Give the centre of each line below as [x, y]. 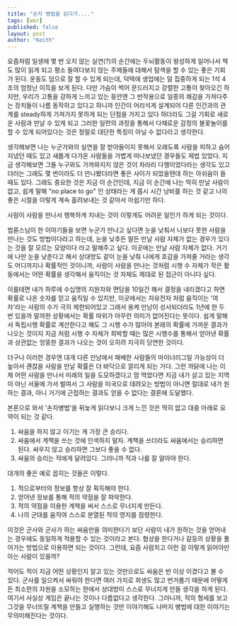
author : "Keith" [31, 40]
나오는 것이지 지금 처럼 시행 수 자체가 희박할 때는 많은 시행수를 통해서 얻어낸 [112, 334]
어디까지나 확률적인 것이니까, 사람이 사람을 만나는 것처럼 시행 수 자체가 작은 [118, 265]
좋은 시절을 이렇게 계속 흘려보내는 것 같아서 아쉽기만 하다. [87, 200]
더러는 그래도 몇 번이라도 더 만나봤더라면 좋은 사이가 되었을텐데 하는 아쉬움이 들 [117, 173]
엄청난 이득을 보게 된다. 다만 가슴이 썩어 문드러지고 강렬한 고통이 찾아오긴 [121, 88]
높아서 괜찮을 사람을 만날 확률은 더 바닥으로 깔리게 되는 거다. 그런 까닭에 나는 [113, 366]
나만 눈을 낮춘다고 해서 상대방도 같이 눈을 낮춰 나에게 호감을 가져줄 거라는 [116, 257]
